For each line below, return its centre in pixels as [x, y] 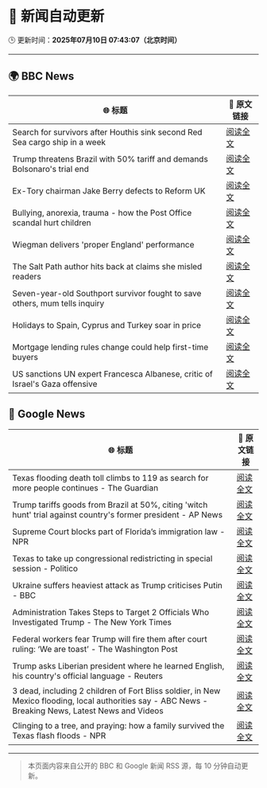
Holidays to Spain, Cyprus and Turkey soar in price [106, 325]
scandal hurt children [52, 222]
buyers [25, 357]
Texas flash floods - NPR [59, 735]
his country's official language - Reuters [88, 676]
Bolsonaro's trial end [51, 169]
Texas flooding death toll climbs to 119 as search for [110, 478]
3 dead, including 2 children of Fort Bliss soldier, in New [116, 691]
